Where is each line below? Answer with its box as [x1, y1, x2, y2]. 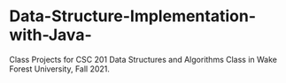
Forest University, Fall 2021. [9, 64, 111, 74]
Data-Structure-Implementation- [9, 6, 257, 26]
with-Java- [9, 25, 92, 45]
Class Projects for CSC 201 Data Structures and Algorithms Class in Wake [9, 54, 277, 64]
